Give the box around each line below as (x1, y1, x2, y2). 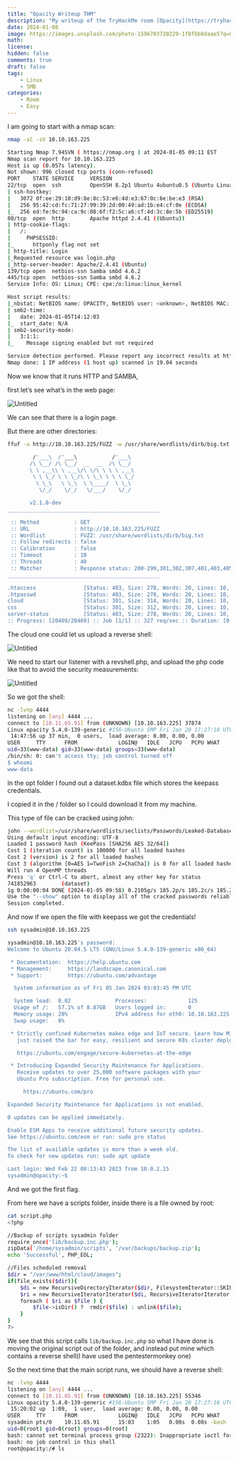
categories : (7, 89, 42, 97)
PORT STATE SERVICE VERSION (7, 175, 113, 182)
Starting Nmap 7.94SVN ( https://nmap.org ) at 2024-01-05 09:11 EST (7, 148, 217, 156)
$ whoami (7, 759, 33, 766)
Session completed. (7, 900, 65, 907)
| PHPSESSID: (7, 235, 59, 242)
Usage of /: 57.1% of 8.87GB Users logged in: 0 (13, 1004, 192, 1011)
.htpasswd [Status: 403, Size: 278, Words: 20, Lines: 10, (7, 590, 230, 598)
